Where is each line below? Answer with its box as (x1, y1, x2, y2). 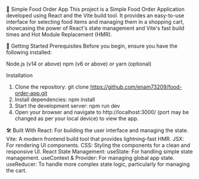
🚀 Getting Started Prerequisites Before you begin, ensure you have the (6, 42, 178, 49)
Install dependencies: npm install (14, 96, 95, 103)
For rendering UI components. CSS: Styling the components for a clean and (6, 142, 191, 149)
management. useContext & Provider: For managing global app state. (6, 155, 175, 161)
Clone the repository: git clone (14, 83, 89, 90)
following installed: (6, 49, 52, 56)
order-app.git (14, 90, 47, 96)
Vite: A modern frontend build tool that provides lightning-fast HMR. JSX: (6, 136, 184, 142)
